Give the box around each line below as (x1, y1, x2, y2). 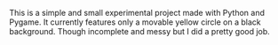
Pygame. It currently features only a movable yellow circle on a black (9, 17, 261, 27)
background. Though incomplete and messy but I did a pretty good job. (9, 26, 271, 36)
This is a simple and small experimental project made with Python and (9, 8, 265, 18)
